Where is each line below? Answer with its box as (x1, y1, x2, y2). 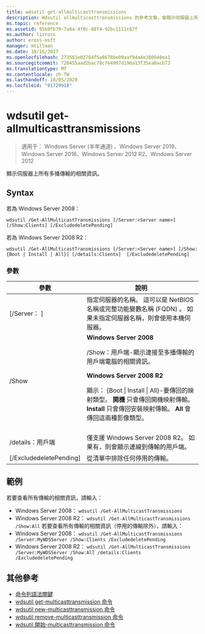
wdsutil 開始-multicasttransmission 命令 (15, 621, 115, 628)
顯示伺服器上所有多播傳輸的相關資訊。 (6, 169, 103, 177)
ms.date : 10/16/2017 (6, 49, 59, 55)
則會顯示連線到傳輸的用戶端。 (104, 443, 191, 451)
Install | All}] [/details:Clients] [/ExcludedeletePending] (28, 251, 190, 257)
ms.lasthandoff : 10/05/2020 (6, 77, 78, 83)
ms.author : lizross (6, 32, 56, 38)
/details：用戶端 (9, 438, 56, 447)
